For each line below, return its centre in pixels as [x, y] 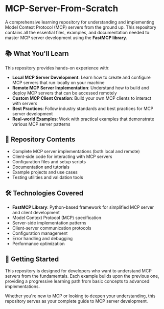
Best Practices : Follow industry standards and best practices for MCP [83, 109]
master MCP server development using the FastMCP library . [66, 38]
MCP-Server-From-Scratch [62, 9]
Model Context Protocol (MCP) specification [57, 218]
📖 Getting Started [32, 259]
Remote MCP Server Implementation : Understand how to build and [81, 88]
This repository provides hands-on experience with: [57, 68]
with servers [25, 103]
